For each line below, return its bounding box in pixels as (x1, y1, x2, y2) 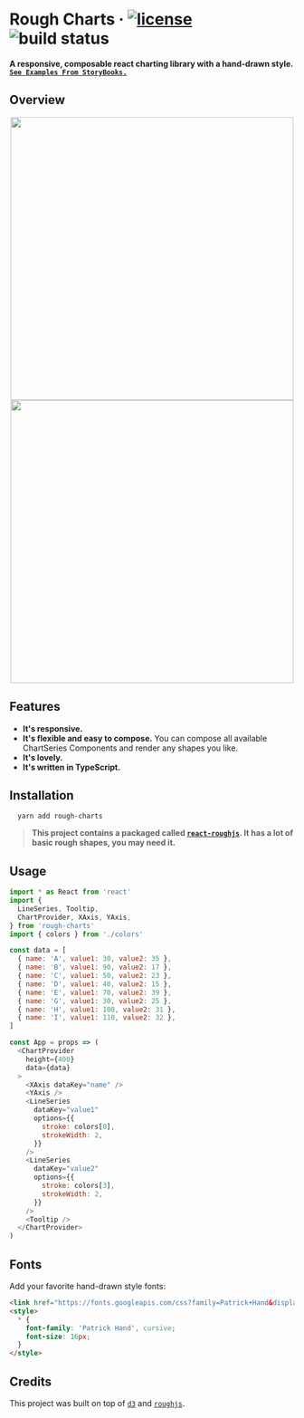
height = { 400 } (25, 1055, 75, 1064)
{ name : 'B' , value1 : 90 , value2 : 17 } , (17, 963, 172, 972)
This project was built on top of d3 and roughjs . (9, 1397, 185, 1408)
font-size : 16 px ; (25, 1332, 91, 1341)
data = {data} (25, 1063, 71, 1072)
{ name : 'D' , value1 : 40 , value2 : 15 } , (17, 979, 172, 989)
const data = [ (9, 946, 67, 955)
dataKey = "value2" (33, 1164, 100, 1174)
